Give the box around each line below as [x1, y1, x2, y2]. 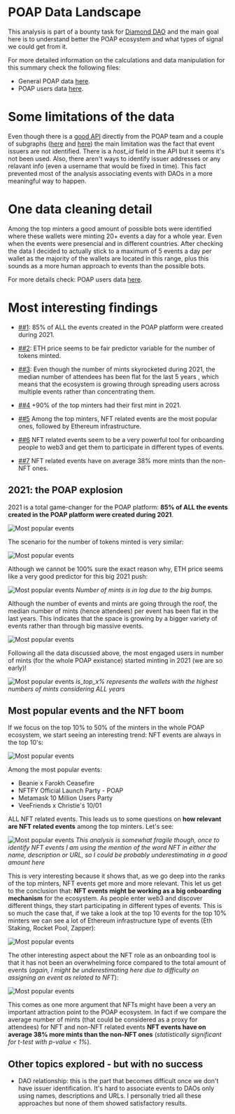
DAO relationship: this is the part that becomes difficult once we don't [17, 1077, 219, 1085]
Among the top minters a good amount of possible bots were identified [8, 224, 212, 233]
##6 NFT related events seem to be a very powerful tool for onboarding [17, 435, 225, 443]
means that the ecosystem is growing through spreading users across [17, 380, 220, 388]
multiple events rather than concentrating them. [17, 387, 156, 396]
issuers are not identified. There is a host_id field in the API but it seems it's [8, 146, 225, 155]
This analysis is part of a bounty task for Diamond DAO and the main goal [8, 27, 220, 36]
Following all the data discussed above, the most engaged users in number [8, 649, 224, 657]
